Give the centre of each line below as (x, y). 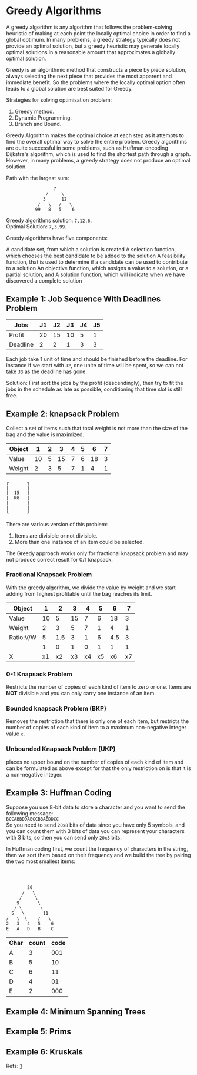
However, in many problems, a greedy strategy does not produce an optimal (98, 160)
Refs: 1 (14, 1066)
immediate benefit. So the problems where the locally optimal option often (96, 82)
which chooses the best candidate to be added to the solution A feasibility (96, 256)
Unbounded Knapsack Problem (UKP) (61, 749)
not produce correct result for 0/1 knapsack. (59, 559)
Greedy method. (34, 111)
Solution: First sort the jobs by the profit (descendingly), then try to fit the (95, 383)
